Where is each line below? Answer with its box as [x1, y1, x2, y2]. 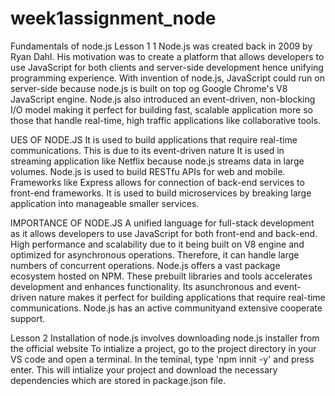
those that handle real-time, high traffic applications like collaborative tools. [10, 114, 322, 126]
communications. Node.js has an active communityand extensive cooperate [10, 302, 323, 314]
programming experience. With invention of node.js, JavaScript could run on [10, 72, 325, 84]
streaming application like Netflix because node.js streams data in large [10, 155, 305, 167]
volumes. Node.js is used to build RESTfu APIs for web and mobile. [10, 165, 286, 177]
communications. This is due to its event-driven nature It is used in [10, 144, 285, 156]
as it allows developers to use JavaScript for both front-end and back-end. [10, 227, 318, 239]
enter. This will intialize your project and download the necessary [10, 363, 278, 376]
